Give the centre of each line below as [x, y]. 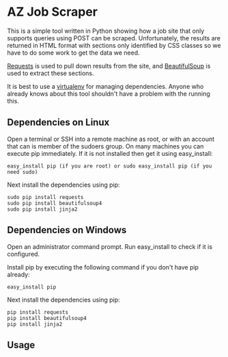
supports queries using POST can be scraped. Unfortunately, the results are [114, 38]
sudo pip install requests [45, 197]
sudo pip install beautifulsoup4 [55, 203]
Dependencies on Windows [67, 230]
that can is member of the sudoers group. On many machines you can [105, 146]
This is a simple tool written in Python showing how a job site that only [106, 31]
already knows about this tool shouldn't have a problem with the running [109, 94]
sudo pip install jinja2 [42, 209]
